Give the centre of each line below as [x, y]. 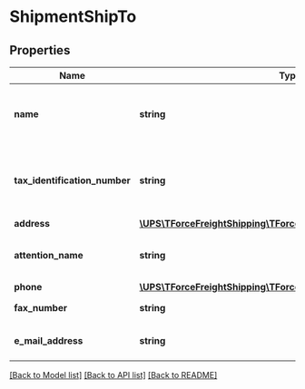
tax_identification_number [72, 180]
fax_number [41, 308]
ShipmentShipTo [73, 17]
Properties [40, 50]
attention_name [49, 255]
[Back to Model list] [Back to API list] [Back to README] [113, 375]
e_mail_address [49, 340]
